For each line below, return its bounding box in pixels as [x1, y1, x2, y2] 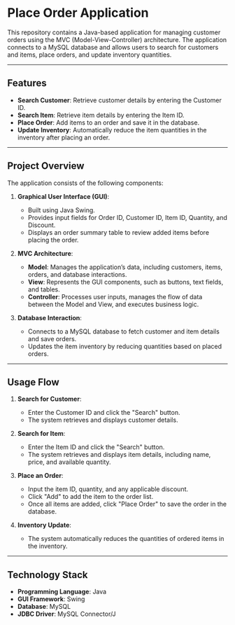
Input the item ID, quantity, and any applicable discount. [27, 485, 189, 493]
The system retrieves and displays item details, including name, [27, 451, 211, 459]
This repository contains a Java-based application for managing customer [7, 28, 221, 36]
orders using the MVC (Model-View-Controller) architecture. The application [7, 35, 227, 43]
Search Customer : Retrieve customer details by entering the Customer [17, 96, 222, 104]
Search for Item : [17, 430, 66, 438]
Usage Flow [7, 376, 59, 388]
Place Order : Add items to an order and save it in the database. [17, 118, 200, 127]
